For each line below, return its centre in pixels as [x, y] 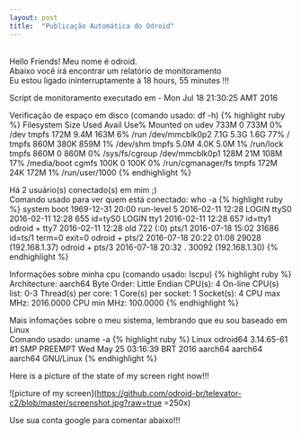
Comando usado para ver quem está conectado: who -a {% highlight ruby [146, 199]
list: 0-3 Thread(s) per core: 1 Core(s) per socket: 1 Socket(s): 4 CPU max [145, 293]
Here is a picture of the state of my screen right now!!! [109, 376]
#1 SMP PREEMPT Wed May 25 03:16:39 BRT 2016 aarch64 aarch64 [136, 349]
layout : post [34, 18]
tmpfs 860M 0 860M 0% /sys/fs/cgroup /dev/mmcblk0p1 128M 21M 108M [146, 153]
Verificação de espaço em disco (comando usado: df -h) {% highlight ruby [147, 115]
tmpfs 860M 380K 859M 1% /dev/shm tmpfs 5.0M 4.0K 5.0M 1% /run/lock [146, 144]
